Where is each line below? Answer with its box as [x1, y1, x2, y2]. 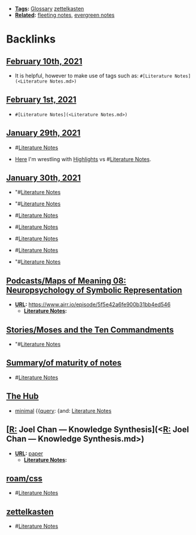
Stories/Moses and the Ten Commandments [6, 325, 174, 335]
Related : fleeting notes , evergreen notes [14, 11, 115, 19]
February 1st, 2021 [6, 95, 76, 105]
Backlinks [6, 32, 56, 46]
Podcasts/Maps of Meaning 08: [6, 276, 127, 286]
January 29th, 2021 [6, 128, 81, 138]
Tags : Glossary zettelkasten [14, 5, 84, 12]
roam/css [6, 473, 43, 483]
